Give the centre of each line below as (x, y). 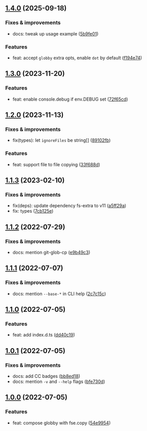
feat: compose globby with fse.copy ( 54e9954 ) (61, 423)
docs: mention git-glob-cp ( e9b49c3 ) (51, 253)
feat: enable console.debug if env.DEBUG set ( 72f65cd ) (70, 99)
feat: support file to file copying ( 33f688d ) (56, 164)
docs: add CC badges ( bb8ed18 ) (46, 376)
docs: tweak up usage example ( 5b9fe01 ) (55, 34)
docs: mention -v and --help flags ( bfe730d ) (59, 381)
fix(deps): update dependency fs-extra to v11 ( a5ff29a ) (69, 206)
